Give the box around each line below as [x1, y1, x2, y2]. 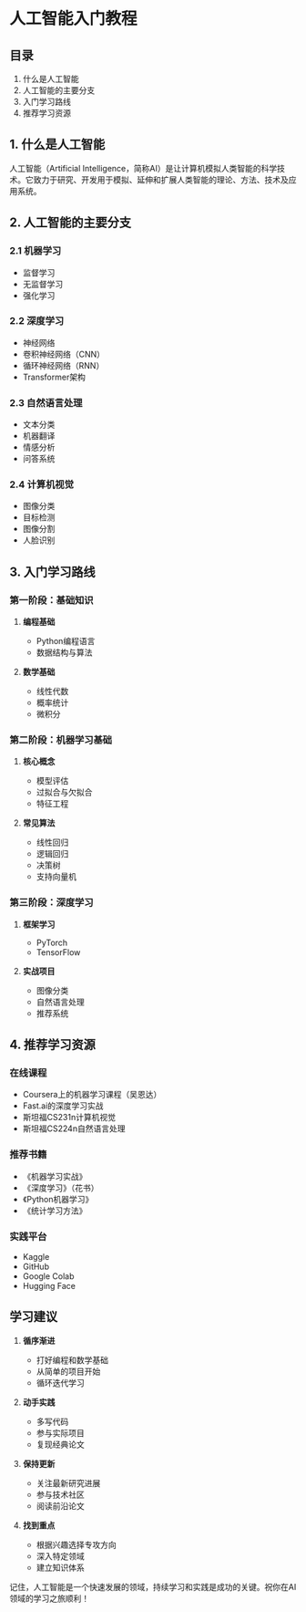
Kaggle [22, 1251, 50, 1262]
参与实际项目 [36, 1427, 85, 1438]
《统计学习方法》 [22, 1205, 87, 1216]
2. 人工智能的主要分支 [9, 215, 132, 231]
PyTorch [36, 937, 68, 948]
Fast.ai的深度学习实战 [22, 1100, 104, 1111]
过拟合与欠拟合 [36, 786, 93, 798]
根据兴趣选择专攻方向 [36, 1539, 117, 1550]
